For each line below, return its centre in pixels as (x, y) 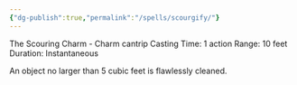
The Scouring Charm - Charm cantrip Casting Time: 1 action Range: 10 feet (148, 43)
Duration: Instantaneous (54, 53)
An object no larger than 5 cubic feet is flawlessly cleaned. (118, 71)
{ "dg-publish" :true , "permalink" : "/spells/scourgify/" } (115, 18)
